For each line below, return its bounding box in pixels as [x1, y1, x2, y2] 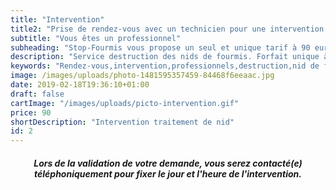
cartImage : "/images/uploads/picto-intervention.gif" [10, 98, 240, 108]
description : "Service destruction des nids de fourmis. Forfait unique [10, 52, 320, 62]
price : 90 [10, 107, 52, 118]
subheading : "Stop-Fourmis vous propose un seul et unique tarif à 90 [10, 42, 311, 53]
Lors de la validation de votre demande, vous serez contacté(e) [33, 157, 303, 169]
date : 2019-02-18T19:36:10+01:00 [10, 80, 150, 90]
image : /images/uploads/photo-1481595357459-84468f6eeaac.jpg [10, 71, 275, 81]
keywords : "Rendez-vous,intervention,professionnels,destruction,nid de [10, 61, 320, 71]
